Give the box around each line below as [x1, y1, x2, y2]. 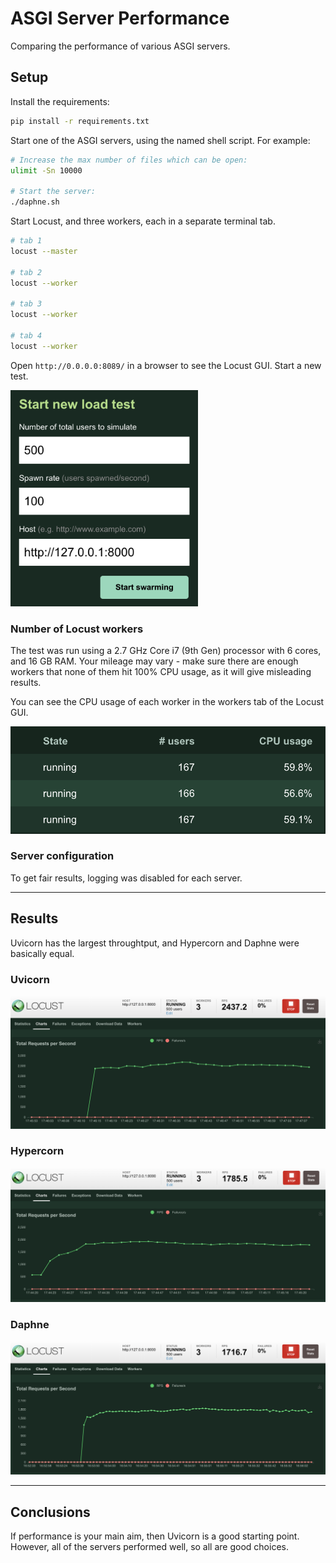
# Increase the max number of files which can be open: [10, 155, 248, 165]
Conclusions [10, 1503, 91, 1521]
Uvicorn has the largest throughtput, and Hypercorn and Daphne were [10, 937, 300, 949]
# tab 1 [10, 236, 43, 246]
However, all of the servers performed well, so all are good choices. [10, 1541, 289, 1553]
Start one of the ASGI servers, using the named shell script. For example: [10, 134, 311, 146]
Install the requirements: [10, 95, 110, 107]
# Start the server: [10, 187, 97, 197]
